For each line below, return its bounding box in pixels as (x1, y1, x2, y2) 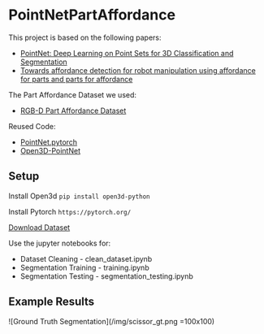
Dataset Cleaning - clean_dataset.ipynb (19, 254, 153, 263)
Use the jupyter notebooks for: (8, 238, 111, 248)
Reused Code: (8, 121, 56, 131)
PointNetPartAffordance (8, 6, 176, 24)
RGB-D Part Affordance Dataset (19, 106, 127, 115)
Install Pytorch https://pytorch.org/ (8, 206, 132, 216)
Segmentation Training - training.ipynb (19, 262, 149, 272)
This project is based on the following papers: (8, 33, 162, 42)
